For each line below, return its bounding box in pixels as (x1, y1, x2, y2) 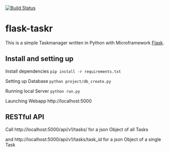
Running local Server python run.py (5, 88, 80, 94)
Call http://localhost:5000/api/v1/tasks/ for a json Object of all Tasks (5, 126, 149, 133)
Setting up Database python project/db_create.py (5, 78, 111, 84)
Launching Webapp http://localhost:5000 (5, 98, 92, 104)
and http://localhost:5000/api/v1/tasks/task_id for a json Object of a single (5, 136, 161, 142)
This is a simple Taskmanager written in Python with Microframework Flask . (5, 39, 164, 46)
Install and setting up (5, 54, 74, 63)
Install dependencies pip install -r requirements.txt (5, 68, 122, 74)
